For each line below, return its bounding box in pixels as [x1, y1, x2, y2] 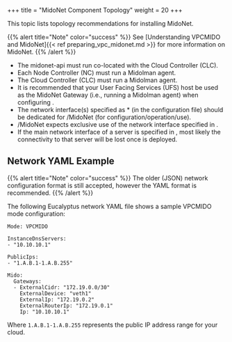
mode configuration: [7, 209, 66, 218]
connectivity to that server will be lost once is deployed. [17, 135, 178, 143]
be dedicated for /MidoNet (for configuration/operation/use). [17, 113, 192, 121]
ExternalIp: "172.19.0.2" [19, 296, 95, 303]
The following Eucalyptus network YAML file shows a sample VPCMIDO [7, 202, 212, 210]
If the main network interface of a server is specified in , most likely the [17, 128, 221, 136]
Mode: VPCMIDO [7, 223, 49, 230]
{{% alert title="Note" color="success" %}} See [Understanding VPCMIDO [7, 33, 221, 41]
